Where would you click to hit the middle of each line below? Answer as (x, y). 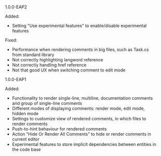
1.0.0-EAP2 (16, 7)
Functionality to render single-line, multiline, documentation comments (82, 98)
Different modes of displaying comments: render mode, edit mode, (78, 108)
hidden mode (25, 113)
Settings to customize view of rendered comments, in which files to (79, 119)
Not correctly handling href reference (49, 65)
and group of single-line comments (47, 103)
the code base (26, 149)
